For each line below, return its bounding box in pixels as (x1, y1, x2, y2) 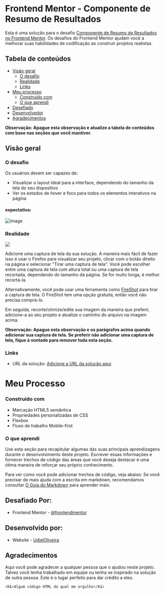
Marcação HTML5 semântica (12, 407, 71, 413)
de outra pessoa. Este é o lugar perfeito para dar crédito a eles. (5, 575, 134, 581)
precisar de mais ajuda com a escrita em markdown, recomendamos (5, 477, 144, 483)
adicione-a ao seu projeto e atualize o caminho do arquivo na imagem (5, 312, 147, 318)
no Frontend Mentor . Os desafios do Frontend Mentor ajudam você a (5, 35, 144, 41)
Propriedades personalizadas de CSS (12, 412, 89, 418)
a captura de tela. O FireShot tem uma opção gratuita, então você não (5, 292, 147, 297)
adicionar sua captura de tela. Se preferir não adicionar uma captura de (5, 332, 154, 338)
